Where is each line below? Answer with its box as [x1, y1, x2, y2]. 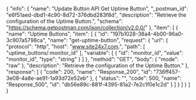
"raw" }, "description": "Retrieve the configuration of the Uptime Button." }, [6, 62, 189, 69]
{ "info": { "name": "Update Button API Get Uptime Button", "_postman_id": [6, 5, 188, 12]
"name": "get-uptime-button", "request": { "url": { [47, 37, 168, 43]
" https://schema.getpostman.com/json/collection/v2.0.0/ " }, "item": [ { [6, 24, 178, 31]
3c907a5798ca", [6, 37, 46, 43]
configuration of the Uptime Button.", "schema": [6, 18, 123, 24]
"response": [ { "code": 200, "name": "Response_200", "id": [6, 68, 153, 75]
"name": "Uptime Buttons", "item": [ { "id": [6, 30, 109, 37]
